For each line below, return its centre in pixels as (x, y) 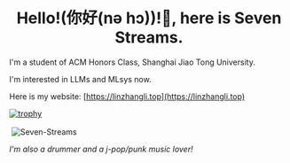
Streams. (149, 38)
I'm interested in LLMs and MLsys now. (81, 79)
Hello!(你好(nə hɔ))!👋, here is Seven (149, 18)
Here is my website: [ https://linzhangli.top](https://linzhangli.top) (127, 96)
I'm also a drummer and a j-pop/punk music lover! (101, 149)
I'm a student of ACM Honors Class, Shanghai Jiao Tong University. (132, 62)
